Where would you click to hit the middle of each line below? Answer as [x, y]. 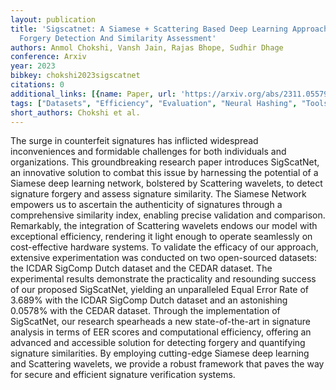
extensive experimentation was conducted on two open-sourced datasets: [164, 258]
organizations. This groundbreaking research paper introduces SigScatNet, [165, 162]
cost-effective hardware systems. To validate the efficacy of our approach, [164, 247]
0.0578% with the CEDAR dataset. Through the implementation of [145, 311]
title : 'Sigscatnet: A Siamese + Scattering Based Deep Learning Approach [169, 29]
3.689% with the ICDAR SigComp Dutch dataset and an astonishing [149, 300]
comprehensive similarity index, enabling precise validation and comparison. [168, 215]
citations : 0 [37, 85]
